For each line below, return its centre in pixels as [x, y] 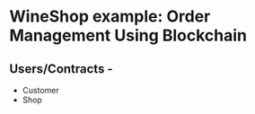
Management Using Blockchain [128, 35]
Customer [41, 90]
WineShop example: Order [110, 17]
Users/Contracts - [62, 69]
